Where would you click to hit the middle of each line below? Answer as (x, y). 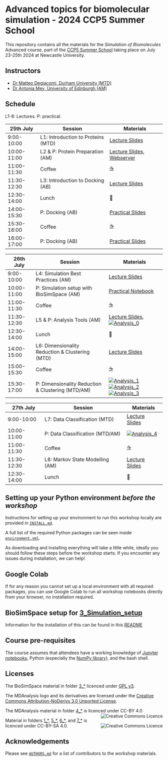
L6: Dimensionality (57, 346)
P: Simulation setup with (64, 288)
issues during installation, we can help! (45, 558)
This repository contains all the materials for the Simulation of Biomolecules (83, 44)
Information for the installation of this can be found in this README (74, 625)
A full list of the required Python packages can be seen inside (68, 533)
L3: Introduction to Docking (72, 180)
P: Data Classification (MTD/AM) (82, 433)
